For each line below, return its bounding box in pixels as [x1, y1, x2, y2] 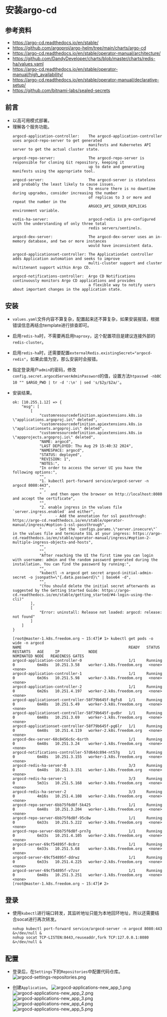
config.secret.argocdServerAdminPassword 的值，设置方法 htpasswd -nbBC [12, 373, 162, 379]
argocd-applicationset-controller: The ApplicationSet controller [12, 252, 154, 257]
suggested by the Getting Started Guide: [12, 588, 100, 593]
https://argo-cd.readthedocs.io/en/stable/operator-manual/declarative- [12, 77, 160, 83]
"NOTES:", [39, 461, 60, 466]
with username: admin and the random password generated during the [12, 557, 158, 562]
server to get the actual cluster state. [12, 147, 100, 152]
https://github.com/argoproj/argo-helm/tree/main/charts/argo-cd [12, 45, 146, 51]
